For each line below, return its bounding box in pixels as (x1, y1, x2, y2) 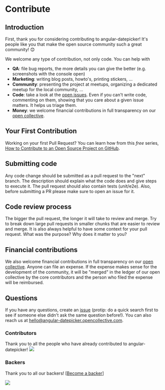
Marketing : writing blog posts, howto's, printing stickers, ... (12, 76, 133, 82)
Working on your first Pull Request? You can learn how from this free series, (5, 140, 159, 146)
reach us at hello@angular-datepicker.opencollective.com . (5, 318, 124, 324)
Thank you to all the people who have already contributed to (5, 341, 128, 347)
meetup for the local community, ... (12, 87, 84, 92)
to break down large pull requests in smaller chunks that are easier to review (5, 221, 160, 227)
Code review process (5, 203, 72, 211)
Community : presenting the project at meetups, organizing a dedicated (12, 81, 158, 87)
